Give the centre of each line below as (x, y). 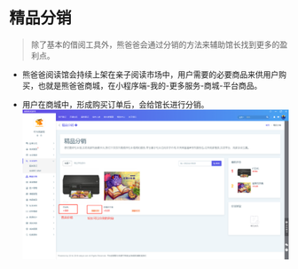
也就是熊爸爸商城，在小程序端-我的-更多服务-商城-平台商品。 (150, 85)
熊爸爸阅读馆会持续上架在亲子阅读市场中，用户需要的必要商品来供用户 (150, 74)
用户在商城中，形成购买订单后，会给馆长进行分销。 (115, 104)
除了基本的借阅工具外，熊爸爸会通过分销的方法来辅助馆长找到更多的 (155, 44)
